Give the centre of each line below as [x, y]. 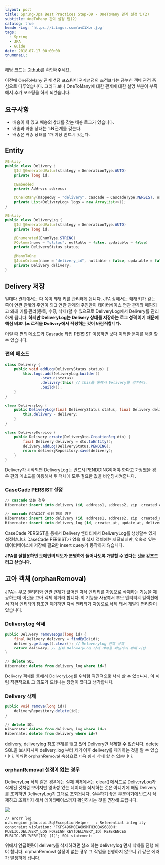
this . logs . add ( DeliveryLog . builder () [61, 374]
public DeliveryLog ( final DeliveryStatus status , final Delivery [82, 410]
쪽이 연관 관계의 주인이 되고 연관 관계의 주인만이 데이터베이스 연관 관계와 [74, 305]
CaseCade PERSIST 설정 [34, 490]
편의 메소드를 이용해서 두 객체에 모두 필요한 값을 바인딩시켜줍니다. [73, 476]
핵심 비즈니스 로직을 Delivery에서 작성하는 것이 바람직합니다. [63, 324]
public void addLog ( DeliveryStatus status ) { [61, 369]
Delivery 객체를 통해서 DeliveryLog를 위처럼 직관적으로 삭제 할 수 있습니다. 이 [80, 676]
